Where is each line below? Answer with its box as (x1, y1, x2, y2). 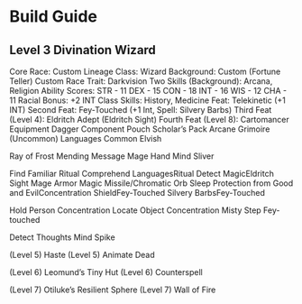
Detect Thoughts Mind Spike (9, 232, 115, 243)
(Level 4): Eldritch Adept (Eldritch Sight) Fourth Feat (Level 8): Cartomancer (9, 115, 290, 124)
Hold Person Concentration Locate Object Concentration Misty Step (9, 205, 261, 216)
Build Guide (9, 6, 97, 27)
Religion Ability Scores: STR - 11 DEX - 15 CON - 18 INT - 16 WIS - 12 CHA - (9, 86, 287, 96)
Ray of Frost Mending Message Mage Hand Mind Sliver (9, 151, 215, 161)
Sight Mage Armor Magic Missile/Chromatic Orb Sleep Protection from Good (9, 178, 294, 189)
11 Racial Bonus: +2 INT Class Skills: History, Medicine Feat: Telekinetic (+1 (9, 95, 286, 106)
